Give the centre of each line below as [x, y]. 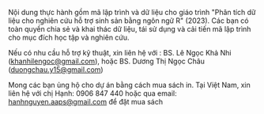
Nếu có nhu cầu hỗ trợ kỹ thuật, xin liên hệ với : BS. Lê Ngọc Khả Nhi [120, 53]
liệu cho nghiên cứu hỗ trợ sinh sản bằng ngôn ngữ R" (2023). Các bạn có [128, 21]
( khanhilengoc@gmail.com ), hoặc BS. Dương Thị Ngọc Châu [107, 61]
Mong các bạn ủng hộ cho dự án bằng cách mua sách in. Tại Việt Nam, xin [129, 85]
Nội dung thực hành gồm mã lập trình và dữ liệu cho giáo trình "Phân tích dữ [132, 12]
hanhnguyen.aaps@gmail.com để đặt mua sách [86, 102]
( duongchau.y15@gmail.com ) [56, 70]
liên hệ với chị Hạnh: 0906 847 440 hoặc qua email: [92, 93]
